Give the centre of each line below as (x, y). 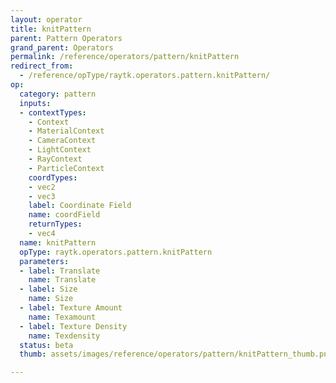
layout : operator (46, 19)
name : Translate (62, 280)
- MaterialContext (66, 131)
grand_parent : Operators (62, 47)
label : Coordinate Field (80, 206)
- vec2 (42, 187)
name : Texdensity (64, 336)
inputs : (35, 103)
